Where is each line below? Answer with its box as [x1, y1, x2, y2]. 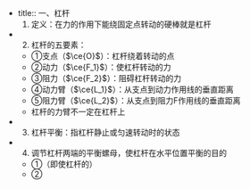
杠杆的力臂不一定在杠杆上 [30, 106, 126, 117]
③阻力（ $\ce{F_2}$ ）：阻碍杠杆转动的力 [30, 73, 181, 83]
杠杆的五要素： [30, 39, 87, 50]
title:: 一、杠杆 [17, 8, 70, 18]
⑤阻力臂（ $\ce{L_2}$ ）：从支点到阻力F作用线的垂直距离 [30, 95, 241, 105]
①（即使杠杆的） [30, 159, 98, 169]
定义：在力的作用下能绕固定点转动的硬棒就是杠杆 [30, 19, 212, 29]
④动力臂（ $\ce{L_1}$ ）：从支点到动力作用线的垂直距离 [30, 84, 234, 94]
